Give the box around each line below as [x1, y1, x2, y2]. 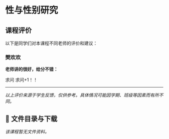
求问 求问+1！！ [5, 77, 38, 83]
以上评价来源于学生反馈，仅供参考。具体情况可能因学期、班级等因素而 [5, 92, 150, 98]
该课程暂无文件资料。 [5, 128, 49, 135]
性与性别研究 [5, 4, 59, 16]
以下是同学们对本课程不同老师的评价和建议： [5, 40, 98, 46]
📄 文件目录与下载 [5, 114, 58, 123]
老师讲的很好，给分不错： [5, 66, 58, 72]
